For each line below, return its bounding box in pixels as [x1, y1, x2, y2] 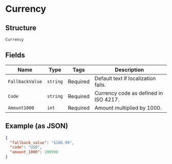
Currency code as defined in [94, 89, 163, 96]
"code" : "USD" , [10, 145, 42, 150]
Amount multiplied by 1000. [94, 104, 162, 111]
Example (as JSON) [5, 121, 68, 131]
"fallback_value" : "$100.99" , [10, 140, 74, 145]
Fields [5, 51, 26, 59]
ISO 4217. [94, 96, 119, 103]
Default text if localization [94, 75, 156, 82]
